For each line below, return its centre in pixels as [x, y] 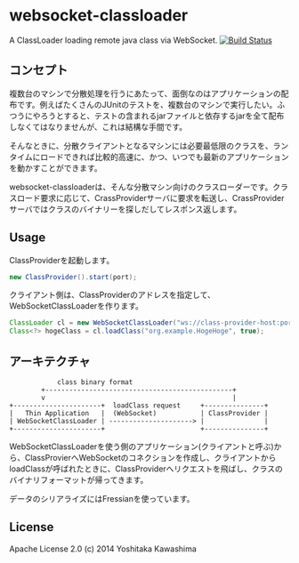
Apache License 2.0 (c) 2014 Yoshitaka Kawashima [103, 549]
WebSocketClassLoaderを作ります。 [77, 306]
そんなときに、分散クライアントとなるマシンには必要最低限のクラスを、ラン [149, 145]
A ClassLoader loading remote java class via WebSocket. [113, 40]
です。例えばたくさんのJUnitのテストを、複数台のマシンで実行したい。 [147, 104]
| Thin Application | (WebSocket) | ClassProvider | [139, 414]
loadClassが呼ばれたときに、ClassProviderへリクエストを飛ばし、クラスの [146, 469]
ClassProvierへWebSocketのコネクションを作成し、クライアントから [150, 458]
